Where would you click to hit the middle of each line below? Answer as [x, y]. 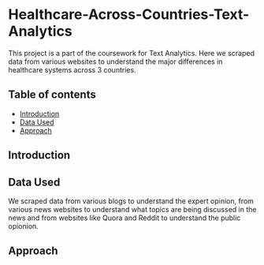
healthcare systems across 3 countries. [72, 69]
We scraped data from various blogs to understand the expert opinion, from [131, 201]
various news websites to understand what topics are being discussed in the [132, 209]
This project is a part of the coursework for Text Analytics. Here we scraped [131, 53]
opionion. [24, 226]
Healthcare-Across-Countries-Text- [129, 15]
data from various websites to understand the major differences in [115, 62]
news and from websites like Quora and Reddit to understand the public [125, 218]
